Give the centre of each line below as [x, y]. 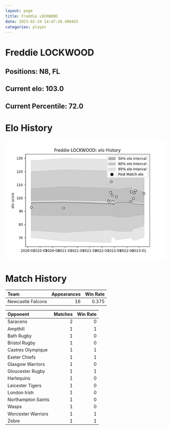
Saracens [17, 321]
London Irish [21, 392]
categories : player [26, 27]
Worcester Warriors [28, 414]
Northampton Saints [29, 399]
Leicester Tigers [24, 385]
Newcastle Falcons [27, 302]
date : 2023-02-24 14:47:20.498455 [42, 21]
